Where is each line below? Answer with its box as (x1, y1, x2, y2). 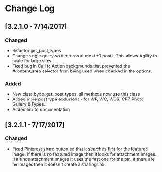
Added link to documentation (12, 107, 70, 113)
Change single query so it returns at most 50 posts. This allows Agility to (12, 53, 158, 58)
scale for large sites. (12, 57, 53, 63)
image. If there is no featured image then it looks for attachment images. (12, 151, 157, 157)
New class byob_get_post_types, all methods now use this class (12, 91, 140, 97)
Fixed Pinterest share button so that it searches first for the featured (12, 146, 148, 152)
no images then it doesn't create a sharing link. (12, 161, 106, 167)
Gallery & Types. (12, 101, 45, 107)
